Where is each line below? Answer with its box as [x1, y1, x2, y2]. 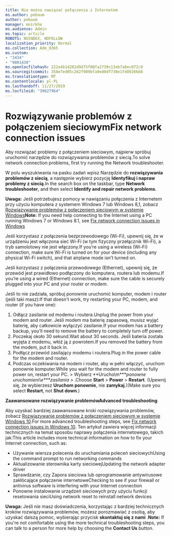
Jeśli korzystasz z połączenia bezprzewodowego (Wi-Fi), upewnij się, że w [5, 233, 164, 239]
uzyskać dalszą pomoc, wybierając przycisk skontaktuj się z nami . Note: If [5, 515, 165, 521]
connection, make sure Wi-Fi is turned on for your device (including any [5, 249, 157, 256]
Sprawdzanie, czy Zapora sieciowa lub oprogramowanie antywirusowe [12, 472, 162, 478]
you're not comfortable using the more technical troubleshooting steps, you [5, 520, 165, 526]
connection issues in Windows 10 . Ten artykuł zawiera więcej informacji [5, 424, 157, 430]
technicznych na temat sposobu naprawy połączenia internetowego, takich [5, 429, 164, 435]
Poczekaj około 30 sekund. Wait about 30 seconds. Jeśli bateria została [12, 333, 163, 340]
